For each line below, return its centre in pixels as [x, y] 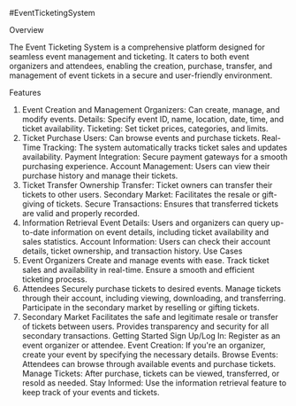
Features [25, 93]
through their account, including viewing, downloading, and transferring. [154, 298]
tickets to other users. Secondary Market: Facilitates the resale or [141, 195]
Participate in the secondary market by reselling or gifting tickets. [140, 308]
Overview [27, 30]
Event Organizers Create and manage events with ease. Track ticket [145, 260]
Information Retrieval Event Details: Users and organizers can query [145, 223]
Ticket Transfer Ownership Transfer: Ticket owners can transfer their [147, 185]
